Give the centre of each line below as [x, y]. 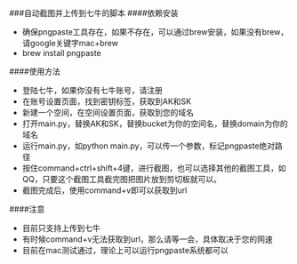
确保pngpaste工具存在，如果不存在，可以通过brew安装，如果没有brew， [155, 32]
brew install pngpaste [61, 53]
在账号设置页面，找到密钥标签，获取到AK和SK [107, 101]
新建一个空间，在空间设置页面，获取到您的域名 [108, 112]
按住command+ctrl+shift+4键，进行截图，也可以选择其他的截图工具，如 [154, 168]
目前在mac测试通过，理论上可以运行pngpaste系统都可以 [125, 250]
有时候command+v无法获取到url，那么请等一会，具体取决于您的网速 [147, 239]
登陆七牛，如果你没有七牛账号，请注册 [92, 90]
